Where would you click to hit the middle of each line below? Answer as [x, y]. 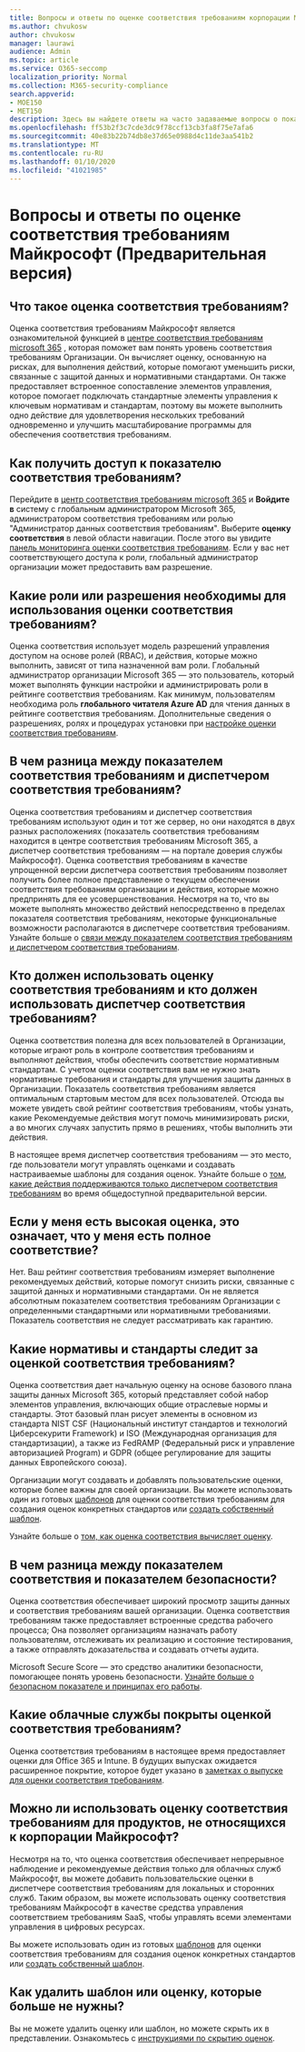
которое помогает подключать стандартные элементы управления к [144, 396]
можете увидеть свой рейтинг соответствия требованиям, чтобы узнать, [152, 1108]
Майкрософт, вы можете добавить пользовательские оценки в [132, 1878]
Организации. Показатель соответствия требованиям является [133, 1089]
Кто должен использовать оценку [112, 976]
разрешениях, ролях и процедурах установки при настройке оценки [143, 723]
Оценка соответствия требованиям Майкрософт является [123, 328]
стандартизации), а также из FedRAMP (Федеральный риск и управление [152, 1443]
